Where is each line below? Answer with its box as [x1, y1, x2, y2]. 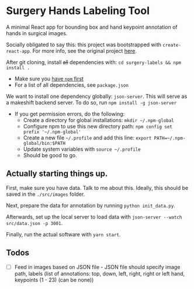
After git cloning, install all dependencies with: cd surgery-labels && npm [6, 59, 181, 66]
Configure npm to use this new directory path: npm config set [23, 123, 172, 130]
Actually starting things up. [6, 169, 108, 179]
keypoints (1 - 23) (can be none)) [14, 276, 94, 283]
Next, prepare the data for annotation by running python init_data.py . [6, 202, 175, 209]
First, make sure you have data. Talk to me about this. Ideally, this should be [6, 184, 189, 191]
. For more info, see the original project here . [29, 47, 137, 54]
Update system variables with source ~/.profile [23, 145, 141, 152]
